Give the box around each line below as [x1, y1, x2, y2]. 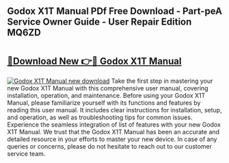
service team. [7, 150, 46, 158]
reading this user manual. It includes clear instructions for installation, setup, [7, 106, 222, 114]
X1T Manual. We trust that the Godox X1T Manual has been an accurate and [7, 128, 220, 136]
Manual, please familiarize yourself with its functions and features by [7, 99, 201, 107]
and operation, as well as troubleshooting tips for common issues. [7, 113, 193, 121]
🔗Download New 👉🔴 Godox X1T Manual [7, 55, 182, 67]
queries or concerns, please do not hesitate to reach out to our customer [7, 142, 213, 150]
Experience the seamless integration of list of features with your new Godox [7, 121, 221, 129]
